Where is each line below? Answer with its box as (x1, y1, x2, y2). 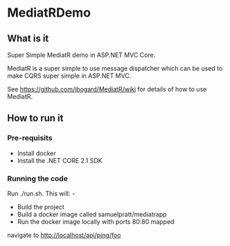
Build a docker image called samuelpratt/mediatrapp (17, 210, 168, 218)
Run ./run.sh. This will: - (7, 189, 76, 197)
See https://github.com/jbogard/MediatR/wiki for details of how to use (7, 85, 207, 93)
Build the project (17, 202, 64, 211)
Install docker (17, 149, 57, 157)
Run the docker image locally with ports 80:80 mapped (17, 217, 175, 226)
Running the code (7, 173, 68, 183)
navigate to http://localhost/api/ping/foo (7, 231, 121, 239)
